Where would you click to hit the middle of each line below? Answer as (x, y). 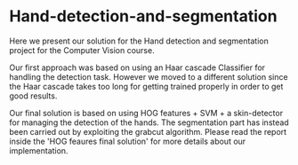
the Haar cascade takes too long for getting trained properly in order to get (146, 86)
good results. (33, 96)
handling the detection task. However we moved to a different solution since (149, 76)
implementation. (39, 150)
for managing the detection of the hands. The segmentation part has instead (149, 122)
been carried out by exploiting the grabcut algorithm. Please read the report (148, 131)
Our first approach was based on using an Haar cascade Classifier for (137, 67)
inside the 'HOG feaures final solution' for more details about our (128, 141)
